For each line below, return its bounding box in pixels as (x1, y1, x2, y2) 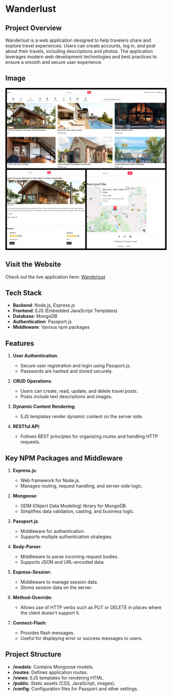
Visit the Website (5, 260, 61, 269)
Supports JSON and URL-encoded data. (20, 559, 105, 565)
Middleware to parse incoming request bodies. (20, 553, 119, 560)
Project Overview (5, 24, 62, 32)
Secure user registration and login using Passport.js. (20, 363, 131, 369)
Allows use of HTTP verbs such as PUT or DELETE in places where (20, 604, 162, 611)
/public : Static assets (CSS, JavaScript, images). (12, 680, 116, 686)
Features (5, 339, 34, 348)
